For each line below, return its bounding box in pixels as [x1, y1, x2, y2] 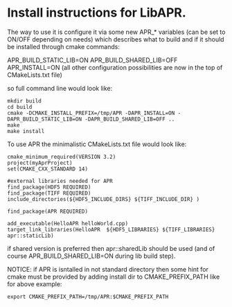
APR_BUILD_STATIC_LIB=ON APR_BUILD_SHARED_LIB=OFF [7, 55, 178, 64]
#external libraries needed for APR [7, 177, 113, 184]
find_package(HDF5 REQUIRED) [7, 184, 91, 191]
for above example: [7, 279, 62, 288]
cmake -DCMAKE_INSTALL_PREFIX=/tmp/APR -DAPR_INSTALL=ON [7, 109, 175, 116]
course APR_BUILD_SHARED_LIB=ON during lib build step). [7, 252, 176, 260]
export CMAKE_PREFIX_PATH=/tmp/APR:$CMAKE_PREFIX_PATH [7, 293, 169, 300]
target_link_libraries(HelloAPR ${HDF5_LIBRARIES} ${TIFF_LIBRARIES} [7, 226, 215, 233]
